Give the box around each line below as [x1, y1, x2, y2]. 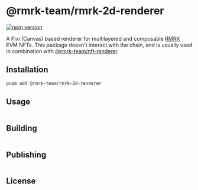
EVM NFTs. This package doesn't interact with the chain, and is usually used [6, 41, 193, 48]
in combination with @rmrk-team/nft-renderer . [6, 47, 119, 54]
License [6, 176, 36, 186]
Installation [6, 65, 48, 75]
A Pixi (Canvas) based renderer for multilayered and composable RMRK [6, 35, 180, 42]
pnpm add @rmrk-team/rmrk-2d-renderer [6, 80, 102, 86]
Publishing [6, 149, 47, 160]
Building [6, 123, 37, 133]
